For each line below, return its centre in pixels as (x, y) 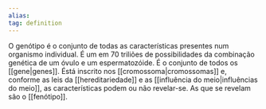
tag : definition (35, 23)
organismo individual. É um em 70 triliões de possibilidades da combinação (131, 54)
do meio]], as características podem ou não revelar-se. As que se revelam (129, 88)
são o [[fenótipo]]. (38, 96)
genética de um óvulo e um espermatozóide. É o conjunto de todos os (123, 62)
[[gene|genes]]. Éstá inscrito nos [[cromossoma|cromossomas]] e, (117, 71)
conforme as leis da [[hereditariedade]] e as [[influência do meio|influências (133, 80)
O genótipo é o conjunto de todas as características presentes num (119, 45)
